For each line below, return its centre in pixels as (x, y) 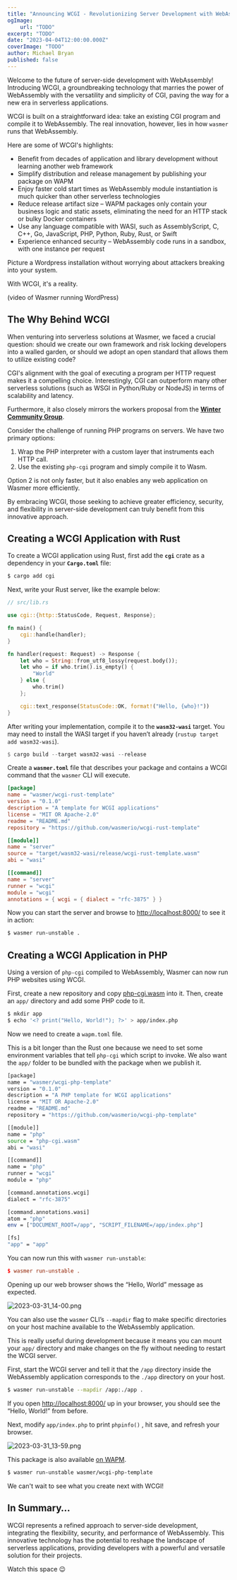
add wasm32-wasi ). (33, 741)
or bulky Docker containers (57, 218)
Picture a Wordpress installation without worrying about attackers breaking (116, 262)
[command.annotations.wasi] (49, 1212)
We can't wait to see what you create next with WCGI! (86, 1486)
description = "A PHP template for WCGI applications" (90, 1095)
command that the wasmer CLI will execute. (69, 776)
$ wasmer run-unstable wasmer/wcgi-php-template (80, 1472)
